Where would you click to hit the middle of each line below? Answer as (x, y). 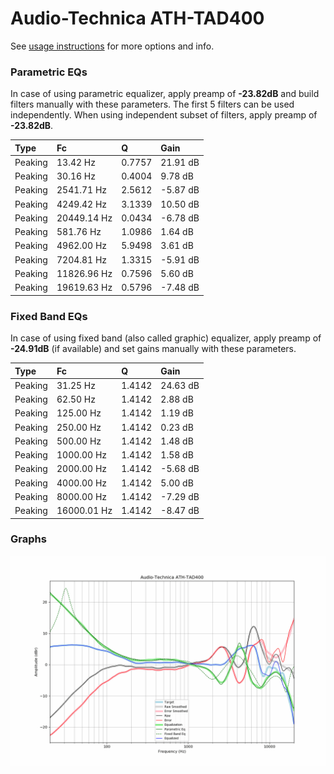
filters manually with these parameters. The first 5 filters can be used (152, 104)
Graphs (28, 539)
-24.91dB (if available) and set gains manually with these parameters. (153, 349)
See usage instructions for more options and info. (112, 46)
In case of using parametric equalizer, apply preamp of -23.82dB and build (165, 94)
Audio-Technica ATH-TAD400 (137, 18)
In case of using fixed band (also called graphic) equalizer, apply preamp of (166, 338)
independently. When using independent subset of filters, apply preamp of (164, 115)
